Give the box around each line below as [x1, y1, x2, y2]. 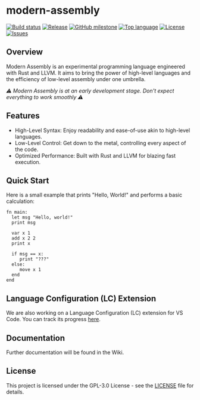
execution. [14, 158, 41, 165]
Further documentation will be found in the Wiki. [6, 349, 124, 356]
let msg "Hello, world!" [11, 214, 73, 221]
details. [6, 388, 24, 395]
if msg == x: [11, 251, 44, 257]
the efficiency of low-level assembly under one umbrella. [6, 75, 146, 82]
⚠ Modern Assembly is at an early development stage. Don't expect [6, 87, 174, 94]
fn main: [6, 210, 28, 216]
